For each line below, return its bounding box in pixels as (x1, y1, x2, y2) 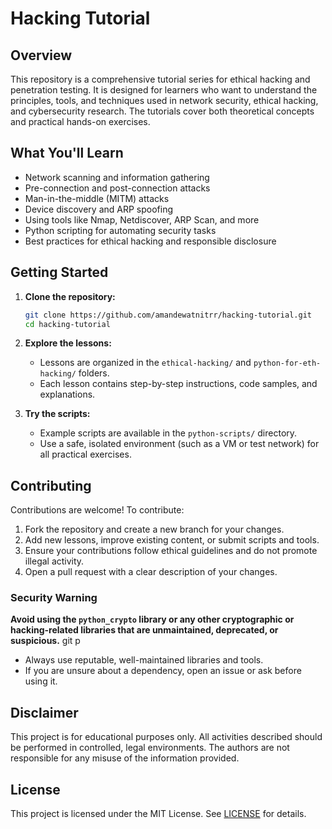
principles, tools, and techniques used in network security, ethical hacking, (10, 95, 319, 106)
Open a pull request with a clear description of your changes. (24, 566, 278, 578)
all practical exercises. (39, 448, 132, 461)
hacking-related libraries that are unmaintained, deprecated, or (10, 624, 279, 636)
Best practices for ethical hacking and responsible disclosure (24, 235, 277, 247)
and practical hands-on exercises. (10, 116, 151, 127)
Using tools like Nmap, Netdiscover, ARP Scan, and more (24, 213, 260, 226)
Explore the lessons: (24, 337, 112, 349)
